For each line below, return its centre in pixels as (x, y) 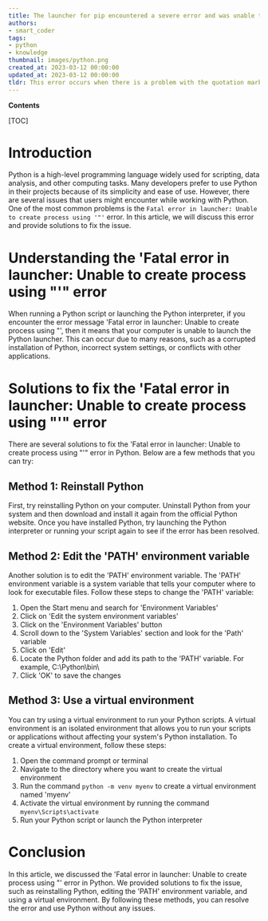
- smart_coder (32, 30)
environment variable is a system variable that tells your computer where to (132, 584)
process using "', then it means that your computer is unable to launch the (130, 331)
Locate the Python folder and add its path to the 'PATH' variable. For (132, 658)
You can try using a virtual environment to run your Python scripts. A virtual (132, 719)
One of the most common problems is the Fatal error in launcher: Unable (133, 209)
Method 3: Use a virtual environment (101, 701)
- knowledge (28, 53)
